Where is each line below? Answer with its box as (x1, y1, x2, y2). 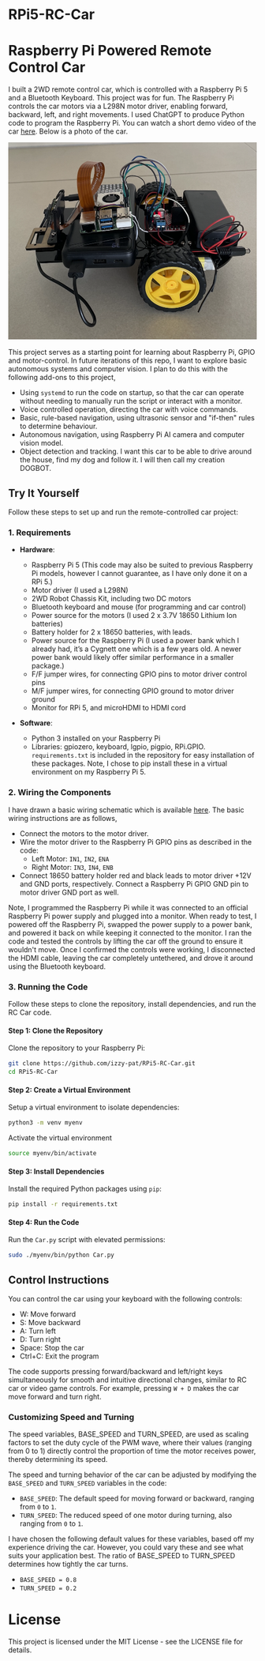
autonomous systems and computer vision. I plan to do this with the (8, 364, 229, 374)
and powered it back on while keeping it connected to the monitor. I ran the (8, 928, 252, 937)
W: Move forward (19, 1309, 77, 1319)
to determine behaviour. (19, 421, 98, 431)
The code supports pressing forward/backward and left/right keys (8, 1366, 223, 1376)
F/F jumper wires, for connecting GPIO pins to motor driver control (31, 669, 247, 679)
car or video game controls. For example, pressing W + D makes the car (8, 1383, 240, 1392)
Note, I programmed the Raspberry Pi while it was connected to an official (8, 902, 248, 912)
